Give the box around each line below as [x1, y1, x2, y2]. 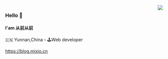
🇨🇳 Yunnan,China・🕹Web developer [5, 37, 83, 43]
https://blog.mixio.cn [5, 48, 48, 54]
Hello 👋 [5, 12, 23, 19]
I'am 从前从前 [5, 25, 33, 31]
